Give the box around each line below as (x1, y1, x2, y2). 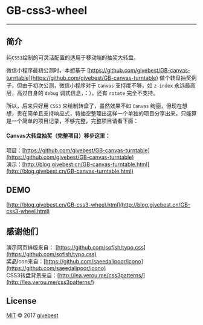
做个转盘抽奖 (159, 74, 192, 82)
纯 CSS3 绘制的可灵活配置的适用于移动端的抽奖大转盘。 (6, 54, 139, 61)
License (6, 295, 37, 306)
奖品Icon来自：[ (6, 257, 46, 265)
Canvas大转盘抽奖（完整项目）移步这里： (6, 132, 111, 140)
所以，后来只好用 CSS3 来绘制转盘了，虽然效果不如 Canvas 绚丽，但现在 (6, 102, 182, 109)
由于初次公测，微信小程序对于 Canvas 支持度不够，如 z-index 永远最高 (22, 82, 196, 89)
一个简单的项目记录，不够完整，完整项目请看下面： (11, 117, 139, 124)
